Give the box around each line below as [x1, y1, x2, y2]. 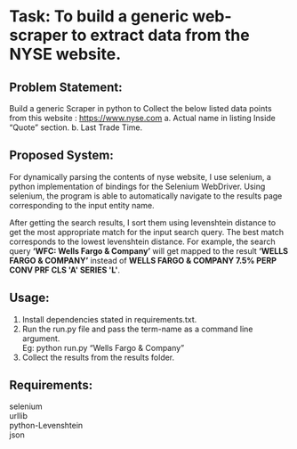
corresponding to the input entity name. [9, 200, 155, 210]
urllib [9, 411, 28, 421]
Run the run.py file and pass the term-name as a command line [21, 323, 253, 334]
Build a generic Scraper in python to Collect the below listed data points [9, 103, 273, 113]
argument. [21, 332, 60, 344]
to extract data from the [70, 25, 251, 45]
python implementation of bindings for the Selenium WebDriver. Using [9, 181, 266, 192]
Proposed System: [9, 148, 114, 163]
